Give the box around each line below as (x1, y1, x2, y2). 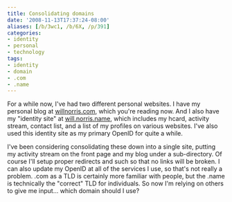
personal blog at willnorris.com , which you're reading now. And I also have (7, 107, 220, 116)
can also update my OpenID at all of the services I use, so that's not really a (7, 165, 223, 173)
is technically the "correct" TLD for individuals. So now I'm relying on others (7, 179, 224, 187)
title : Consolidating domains (7, 10, 95, 17)
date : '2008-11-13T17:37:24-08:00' (7, 17, 110, 24)
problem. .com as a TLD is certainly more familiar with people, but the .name (7, 172, 225, 181)
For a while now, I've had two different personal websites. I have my (7, 100, 201, 108)
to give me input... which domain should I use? (7, 187, 140, 195)
